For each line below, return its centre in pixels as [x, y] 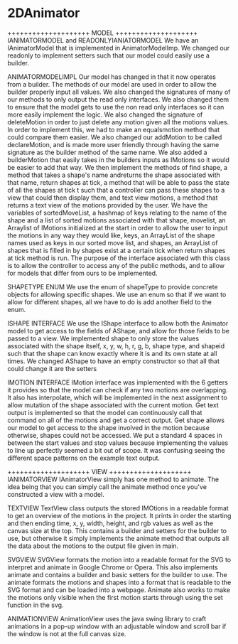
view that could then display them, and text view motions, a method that [113, 198]
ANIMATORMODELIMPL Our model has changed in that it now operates [112, 77]
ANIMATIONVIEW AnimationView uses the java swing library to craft [107, 618]
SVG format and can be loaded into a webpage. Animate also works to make [119, 590]
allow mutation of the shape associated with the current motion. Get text [113, 405]
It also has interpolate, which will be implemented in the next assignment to [117, 397]
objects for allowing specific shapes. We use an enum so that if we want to [117, 294]
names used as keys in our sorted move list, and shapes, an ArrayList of [113, 242]
